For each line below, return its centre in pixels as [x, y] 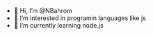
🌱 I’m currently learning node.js [59, 25]
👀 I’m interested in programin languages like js [80, 18]
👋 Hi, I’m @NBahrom [43, 11]
